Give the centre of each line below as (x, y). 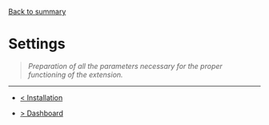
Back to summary (37, 12)
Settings (37, 44)
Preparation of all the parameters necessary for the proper (125, 66)
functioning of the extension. (75, 75)
